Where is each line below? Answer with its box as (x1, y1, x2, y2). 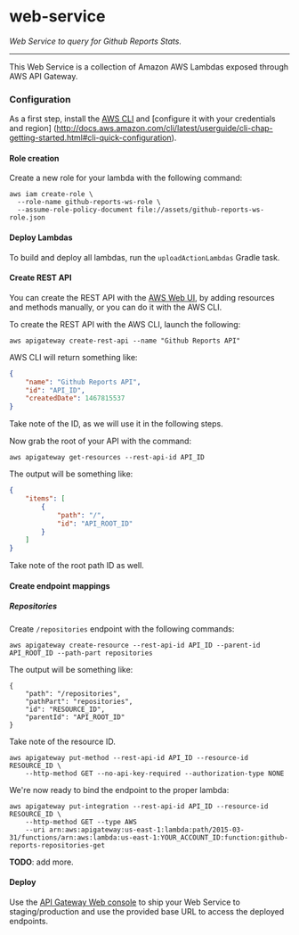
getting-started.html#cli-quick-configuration (9, 132, 172, 144)
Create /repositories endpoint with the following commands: (9, 623, 235, 634)
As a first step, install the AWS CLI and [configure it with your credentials (9, 113, 276, 124)
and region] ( (9, 123, 57, 134)
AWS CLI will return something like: (9, 352, 138, 362)
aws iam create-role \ (9, 190, 93, 199)
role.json (9, 213, 46, 222)
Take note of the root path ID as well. (9, 560, 144, 571)
